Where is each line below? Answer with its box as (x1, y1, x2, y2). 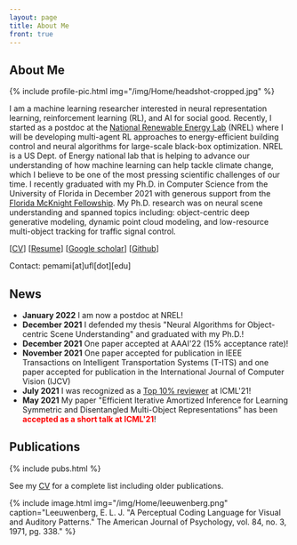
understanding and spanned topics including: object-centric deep (9, 207, 251, 218)
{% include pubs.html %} (9, 463, 101, 474)
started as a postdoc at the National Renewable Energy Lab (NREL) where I (9, 122, 284, 133)
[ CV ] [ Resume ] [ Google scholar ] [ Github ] (9, 244, 160, 254)
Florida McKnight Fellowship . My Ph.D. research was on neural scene (9, 197, 263, 209)
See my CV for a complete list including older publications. (9, 480, 224, 491)
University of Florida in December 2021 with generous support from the (9, 188, 271, 199)
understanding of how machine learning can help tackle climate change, (9, 160, 274, 171)
